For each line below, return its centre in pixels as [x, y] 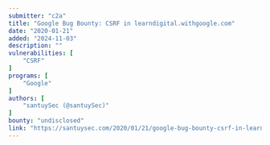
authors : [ [27, 98]
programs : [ [28, 76]
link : [17, 128]
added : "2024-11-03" [43, 38]
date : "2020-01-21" [41, 31]
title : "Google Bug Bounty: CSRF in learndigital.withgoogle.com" [122, 23]
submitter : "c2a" [37, 16]
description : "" [35, 46]
